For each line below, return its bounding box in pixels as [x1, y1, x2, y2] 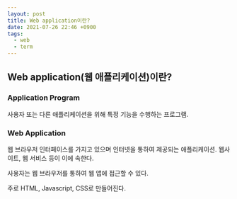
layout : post [7, 10, 46, 18]
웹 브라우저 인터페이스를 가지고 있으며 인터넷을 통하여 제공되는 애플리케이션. [7, 144, 217, 153]
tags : [7, 30, 23, 38]
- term [13, 43, 33, 50]
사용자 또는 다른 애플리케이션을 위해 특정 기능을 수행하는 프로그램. [7, 110, 189, 118]
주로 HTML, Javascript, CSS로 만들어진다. [7, 183, 126, 192]
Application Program [7, 93, 80, 103]
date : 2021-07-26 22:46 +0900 [7, 23, 97, 30]
